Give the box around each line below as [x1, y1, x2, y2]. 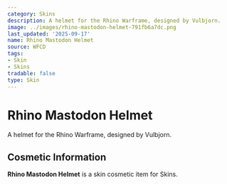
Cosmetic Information [7, 151, 107, 163]
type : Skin [7, 76, 40, 84]
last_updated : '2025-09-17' [7, 30, 91, 38]
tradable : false [7, 70, 56, 77]
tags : [7, 50, 23, 58]
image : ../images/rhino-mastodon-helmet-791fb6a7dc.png [7, 23, 176, 31]
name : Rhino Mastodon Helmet [7, 37, 94, 44]
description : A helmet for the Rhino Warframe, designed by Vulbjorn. [7, 17, 221, 24]
